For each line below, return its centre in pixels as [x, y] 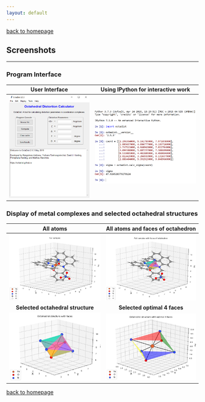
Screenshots [31, 50]
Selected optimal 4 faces [151, 307]
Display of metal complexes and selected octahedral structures [102, 214]
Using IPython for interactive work [145, 90]
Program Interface [34, 74]
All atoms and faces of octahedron [151, 228]
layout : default [27, 13]
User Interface [49, 90]
